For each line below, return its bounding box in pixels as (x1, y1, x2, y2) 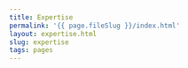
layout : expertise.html (9, 29, 98, 38)
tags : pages (9, 46, 53, 55)
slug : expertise (9, 37, 69, 47)
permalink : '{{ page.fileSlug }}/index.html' (9, 21, 180, 30)
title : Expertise (9, 12, 74, 22)
